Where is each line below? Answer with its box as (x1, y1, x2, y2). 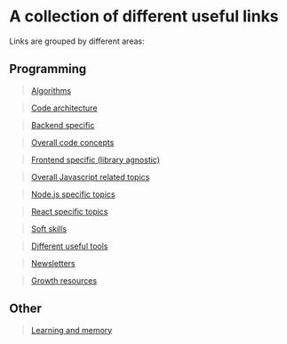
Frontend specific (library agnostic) (30, 154, 161, 165)
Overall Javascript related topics (30, 171, 150, 182)
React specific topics (30, 206, 108, 217)
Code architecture (30, 102, 98, 113)
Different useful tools (30, 241, 108, 251)
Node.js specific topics (30, 189, 116, 200)
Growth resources (30, 274, 98, 286)
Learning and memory (30, 324, 113, 335)
